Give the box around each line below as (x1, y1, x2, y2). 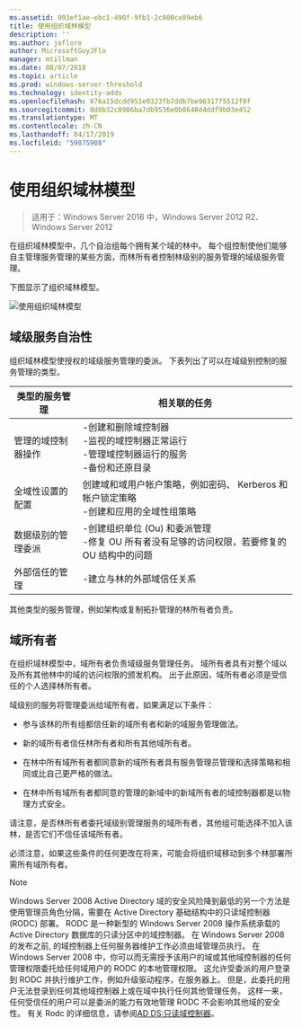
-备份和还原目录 (82, 461, 152, 474)
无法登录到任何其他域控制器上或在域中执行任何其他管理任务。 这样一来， (16, 986, 288, 996)
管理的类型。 (16, 366, 65, 377)
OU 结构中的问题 (82, 549, 153, 562)
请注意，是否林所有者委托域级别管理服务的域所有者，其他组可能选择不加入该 (9, 818, 293, 828)
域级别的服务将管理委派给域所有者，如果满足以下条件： (9, 700, 214, 711)
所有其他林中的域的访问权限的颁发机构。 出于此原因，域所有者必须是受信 (16, 669, 288, 680)
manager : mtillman (9, 55, 78, 64)
